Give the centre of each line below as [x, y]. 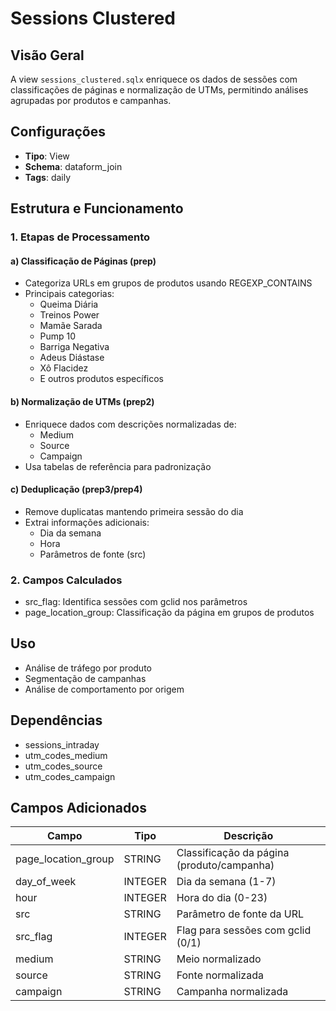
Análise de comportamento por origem [104, 689]
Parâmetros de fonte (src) [93, 554]
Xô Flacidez [64, 368]
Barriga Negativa [74, 347]
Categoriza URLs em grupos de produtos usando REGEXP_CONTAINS [168, 283]
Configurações [58, 132]
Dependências [56, 720]
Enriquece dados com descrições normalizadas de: [130, 424]
